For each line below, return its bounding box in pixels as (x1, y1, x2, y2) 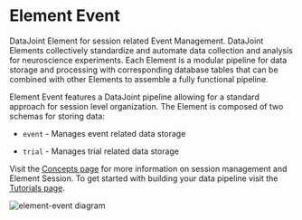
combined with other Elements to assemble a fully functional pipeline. (9, 73, 269, 84)
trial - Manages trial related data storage (22, 146, 179, 157)
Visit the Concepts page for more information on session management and (9, 163, 288, 174)
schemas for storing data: (9, 110, 106, 121)
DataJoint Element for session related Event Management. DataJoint (9, 35, 264, 46)
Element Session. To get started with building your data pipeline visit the (9, 173, 278, 184)
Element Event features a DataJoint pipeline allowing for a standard (9, 91, 260, 102)
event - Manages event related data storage (22, 128, 186, 139)
